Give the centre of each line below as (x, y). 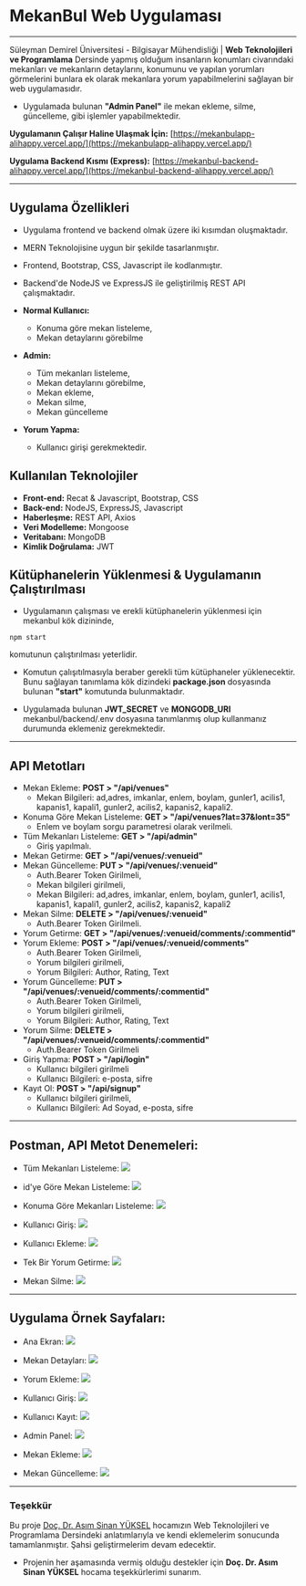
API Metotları (47, 766)
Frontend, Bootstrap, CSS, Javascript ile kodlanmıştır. (122, 265)
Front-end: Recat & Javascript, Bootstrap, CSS (110, 497)
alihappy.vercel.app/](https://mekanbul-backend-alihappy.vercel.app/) (142, 171)
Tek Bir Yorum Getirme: (66, 1262)
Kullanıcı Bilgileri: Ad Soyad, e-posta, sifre (115, 1108)
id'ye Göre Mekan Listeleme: (76, 1187)
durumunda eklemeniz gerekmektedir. (94, 729)
